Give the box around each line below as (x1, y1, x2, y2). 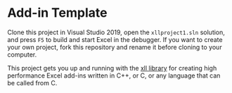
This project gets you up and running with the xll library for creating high (7, 64, 217, 72)
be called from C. (7, 78, 58, 87)
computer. (7, 50, 37, 59)
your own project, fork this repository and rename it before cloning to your (7, 43, 223, 51)
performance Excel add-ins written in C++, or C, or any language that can (7, 71, 221, 80)
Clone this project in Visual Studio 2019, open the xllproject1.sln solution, (7, 28, 225, 36)
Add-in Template (7, 5, 108, 21)
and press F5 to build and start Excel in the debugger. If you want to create (7, 35, 223, 43)
